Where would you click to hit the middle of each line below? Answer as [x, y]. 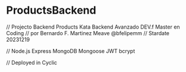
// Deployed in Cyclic [32, 62]
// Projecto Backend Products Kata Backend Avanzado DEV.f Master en [93, 27]
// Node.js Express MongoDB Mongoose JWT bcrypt [71, 51]
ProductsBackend [51, 10]
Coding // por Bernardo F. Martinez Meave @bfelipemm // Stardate [88, 33]
